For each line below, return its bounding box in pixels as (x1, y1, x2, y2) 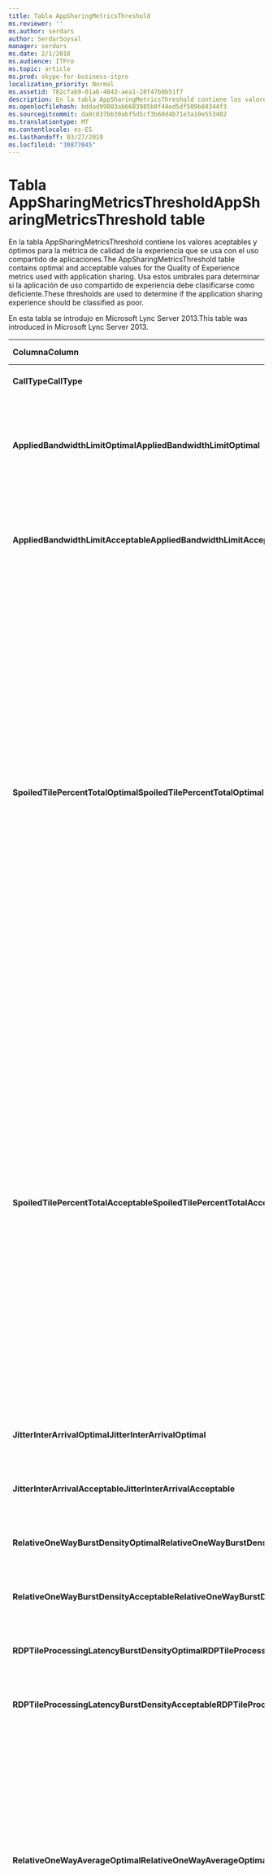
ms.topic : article (8, 65, 71, 73)
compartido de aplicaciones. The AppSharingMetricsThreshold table (8, 254, 236, 265)
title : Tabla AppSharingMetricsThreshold (8, 11, 151, 20)
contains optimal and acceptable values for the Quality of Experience (8, 263, 240, 273)
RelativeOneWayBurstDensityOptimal (12, 1537, 161, 1548)
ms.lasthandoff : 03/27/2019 (8, 133, 104, 141)
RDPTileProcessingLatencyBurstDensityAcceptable (12, 1699, 217, 1710)
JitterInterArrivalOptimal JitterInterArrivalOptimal (12, 1429, 206, 1441)
